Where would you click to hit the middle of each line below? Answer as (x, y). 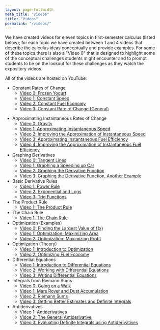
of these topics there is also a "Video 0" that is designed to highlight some (80, 53)
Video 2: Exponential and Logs (51, 192)
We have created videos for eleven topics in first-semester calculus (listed (80, 37)
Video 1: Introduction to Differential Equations (65, 265)
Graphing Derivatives (34, 155)
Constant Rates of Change (39, 88)
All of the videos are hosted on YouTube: (46, 78)
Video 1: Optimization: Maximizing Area (59, 233)
